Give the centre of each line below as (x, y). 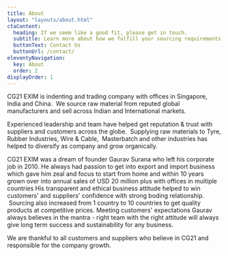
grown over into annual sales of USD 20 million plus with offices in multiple (112, 181)
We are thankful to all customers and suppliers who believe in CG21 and (108, 238)
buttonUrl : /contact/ (44, 52)
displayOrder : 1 (30, 77)
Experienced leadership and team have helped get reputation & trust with (110, 125)
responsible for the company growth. (59, 245)
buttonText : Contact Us (47, 45)
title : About (26, 13)
